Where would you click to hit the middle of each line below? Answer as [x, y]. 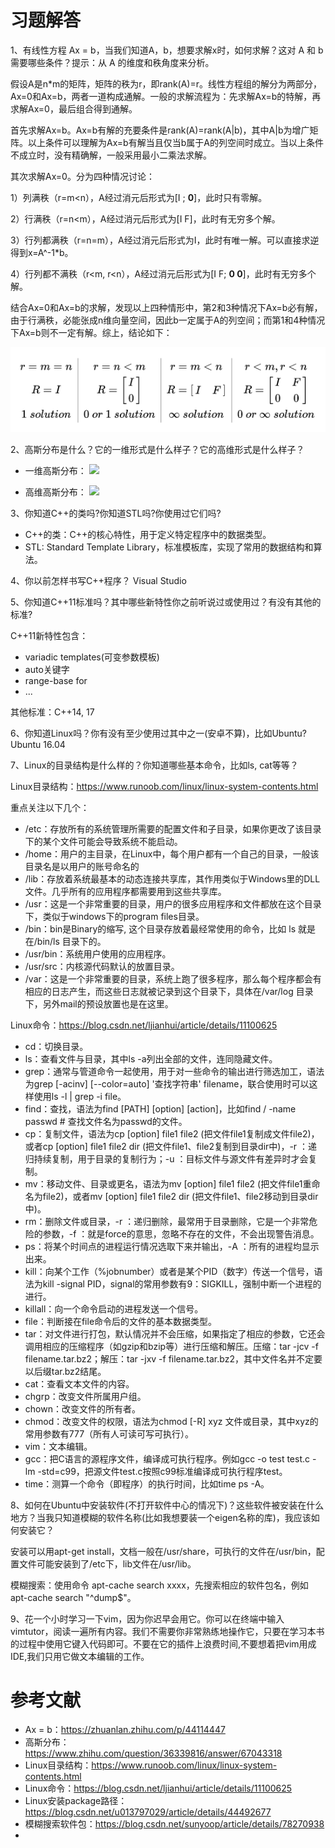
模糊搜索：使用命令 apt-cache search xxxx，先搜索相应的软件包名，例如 [159, 1585]
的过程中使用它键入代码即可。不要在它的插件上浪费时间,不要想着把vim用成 [163, 1643]
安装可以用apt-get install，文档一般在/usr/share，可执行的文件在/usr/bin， [163, 1551]
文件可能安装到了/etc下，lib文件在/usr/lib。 [107, 1563]
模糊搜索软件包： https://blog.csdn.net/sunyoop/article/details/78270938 [174, 1824]
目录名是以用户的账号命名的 [82, 866]
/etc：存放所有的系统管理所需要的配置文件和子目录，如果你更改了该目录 [173, 828]
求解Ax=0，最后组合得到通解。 [74, 108]
